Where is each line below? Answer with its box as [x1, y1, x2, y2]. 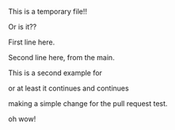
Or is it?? [8, 22, 37, 31]
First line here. [8, 37, 55, 47]
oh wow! [8, 114, 36, 124]
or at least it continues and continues [8, 83, 129, 93]
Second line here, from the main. [8, 53, 115, 62]
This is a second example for [8, 68, 103, 78]
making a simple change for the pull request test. [8, 99, 168, 108]
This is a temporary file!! [8, 7, 87, 16]
